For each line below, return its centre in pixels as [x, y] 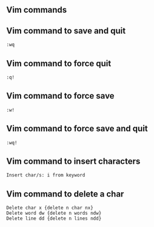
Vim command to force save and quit [77, 129]
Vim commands [37, 10]
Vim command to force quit [59, 63]
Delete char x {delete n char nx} [50, 208]
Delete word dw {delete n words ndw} [54, 213]
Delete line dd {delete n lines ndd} [54, 218]
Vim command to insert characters [73, 162]
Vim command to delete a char [65, 194]
